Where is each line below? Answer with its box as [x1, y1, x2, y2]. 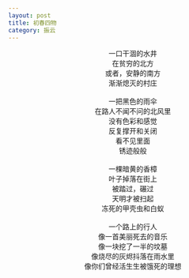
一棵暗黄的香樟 [108, 164, 157, 174]
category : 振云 [8, 26, 56, 34]
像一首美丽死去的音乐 [98, 232, 168, 242]
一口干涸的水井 [108, 49, 157, 58]
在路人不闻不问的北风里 [94, 107, 172, 116]
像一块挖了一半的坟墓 [98, 242, 168, 251]
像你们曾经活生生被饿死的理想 [84, 261, 182, 271]
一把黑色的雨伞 [108, 96, 157, 107]
